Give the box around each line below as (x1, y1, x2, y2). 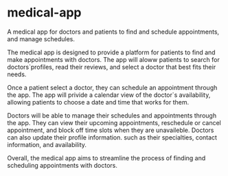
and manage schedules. (7, 34, 76, 43)
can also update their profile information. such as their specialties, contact (7, 133, 218, 142)
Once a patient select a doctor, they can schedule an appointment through (7, 83, 218, 91)
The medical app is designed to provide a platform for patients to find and (7, 48, 216, 56)
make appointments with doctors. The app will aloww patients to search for (7, 55, 220, 63)
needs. (7, 70, 27, 78)
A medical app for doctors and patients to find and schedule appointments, (7, 27, 220, 36)
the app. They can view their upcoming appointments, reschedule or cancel (7, 118, 221, 126)
